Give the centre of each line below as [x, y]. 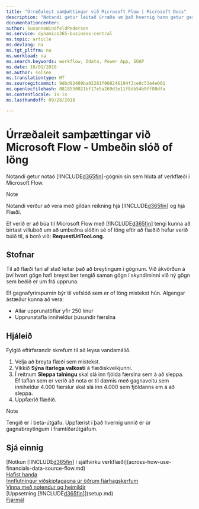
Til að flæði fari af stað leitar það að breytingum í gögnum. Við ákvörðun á [96, 269]
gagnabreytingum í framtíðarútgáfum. [52, 429]
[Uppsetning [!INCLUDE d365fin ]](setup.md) [60, 493]
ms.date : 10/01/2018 [32, 67]
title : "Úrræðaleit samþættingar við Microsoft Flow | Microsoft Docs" [96, 12]
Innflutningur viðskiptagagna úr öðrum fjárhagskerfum [72, 481]
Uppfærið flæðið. [36, 400]
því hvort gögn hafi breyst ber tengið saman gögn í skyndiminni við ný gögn [98, 275]
